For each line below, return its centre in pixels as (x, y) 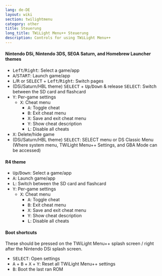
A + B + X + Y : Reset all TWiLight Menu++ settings (64, 264)
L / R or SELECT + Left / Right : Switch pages (58, 81)
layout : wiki (19, 15)
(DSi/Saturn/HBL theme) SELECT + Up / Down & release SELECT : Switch (85, 86)
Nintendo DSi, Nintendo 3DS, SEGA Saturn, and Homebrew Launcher (78, 54)
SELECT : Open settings (36, 258)
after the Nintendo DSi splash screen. (44, 249)
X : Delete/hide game (33, 134)
